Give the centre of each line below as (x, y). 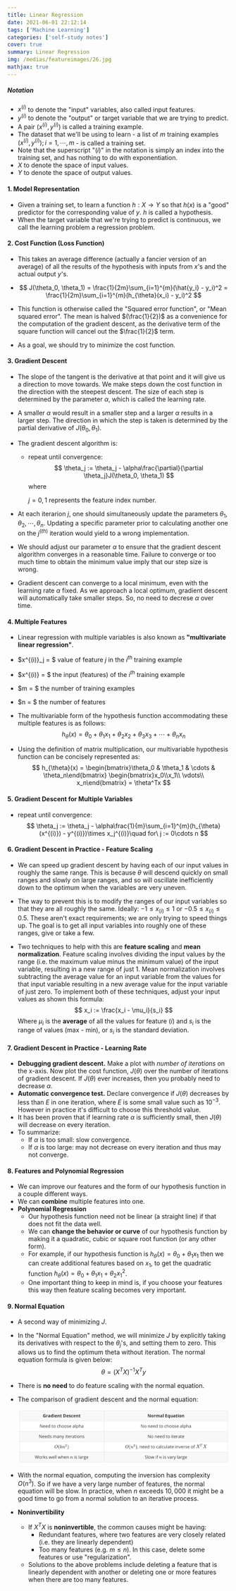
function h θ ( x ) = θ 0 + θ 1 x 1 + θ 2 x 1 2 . (77, 1274)
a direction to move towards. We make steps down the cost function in (120, 384)
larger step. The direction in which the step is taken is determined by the (123, 420)
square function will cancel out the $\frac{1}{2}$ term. (96, 331)
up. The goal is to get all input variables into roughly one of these (112, 925)
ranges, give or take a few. (56, 933)
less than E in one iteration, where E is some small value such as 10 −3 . (119, 1102)
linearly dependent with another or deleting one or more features (122, 1572)
